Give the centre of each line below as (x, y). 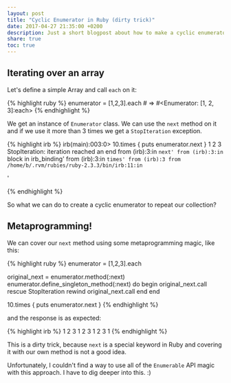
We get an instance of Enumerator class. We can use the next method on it (112, 124)
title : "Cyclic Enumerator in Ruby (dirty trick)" (81, 20)
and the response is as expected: (54, 318)
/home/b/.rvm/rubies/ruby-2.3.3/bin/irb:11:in (75, 165)
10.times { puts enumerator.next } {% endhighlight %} (83, 304)
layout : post (26, 13)
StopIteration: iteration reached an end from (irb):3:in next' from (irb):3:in (115, 151)
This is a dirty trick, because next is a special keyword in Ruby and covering (114, 345)
